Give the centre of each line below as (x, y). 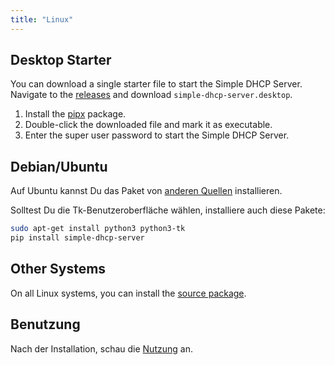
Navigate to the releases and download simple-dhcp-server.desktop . (151, 95)
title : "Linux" (42, 19)
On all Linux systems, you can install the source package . (128, 293)
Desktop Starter (61, 60)
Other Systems (58, 269)
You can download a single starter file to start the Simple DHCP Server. (156, 84)
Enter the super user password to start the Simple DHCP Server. (157, 135)
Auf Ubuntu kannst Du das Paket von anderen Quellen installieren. (146, 191)
